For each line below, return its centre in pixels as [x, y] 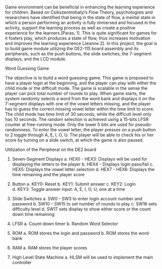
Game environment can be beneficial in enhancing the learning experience [80, 7]
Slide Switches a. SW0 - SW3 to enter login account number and [77, 199]
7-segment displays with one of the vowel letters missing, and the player [78, 104]
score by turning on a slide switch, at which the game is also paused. [74, 140]
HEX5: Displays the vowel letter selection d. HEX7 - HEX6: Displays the [83, 169]
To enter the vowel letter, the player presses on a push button [94, 130]
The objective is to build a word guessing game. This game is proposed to [79, 78]
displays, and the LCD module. [36, 59]
